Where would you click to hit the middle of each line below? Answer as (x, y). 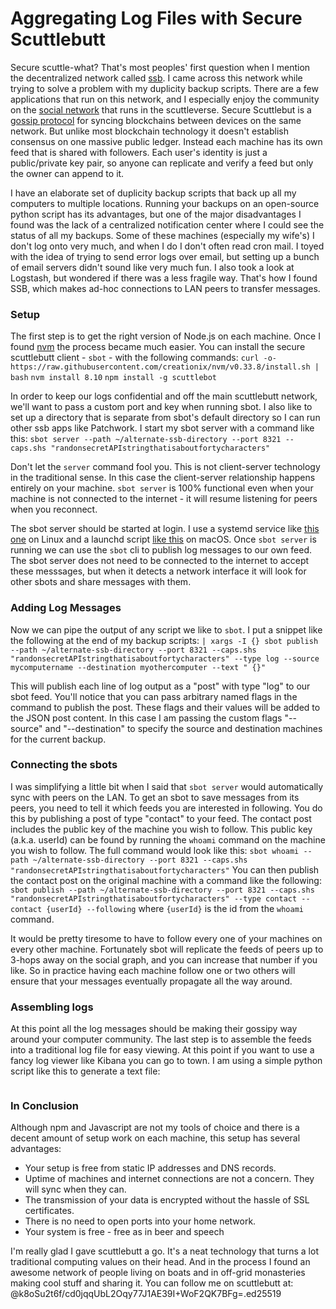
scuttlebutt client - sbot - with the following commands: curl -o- (143, 358)
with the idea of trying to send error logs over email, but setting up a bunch (165, 256)
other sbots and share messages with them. (101, 582)
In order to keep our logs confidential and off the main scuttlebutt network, (164, 396)
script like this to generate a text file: (85, 1071)
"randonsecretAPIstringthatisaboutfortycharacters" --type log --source (165, 658)
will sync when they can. (75, 1189)
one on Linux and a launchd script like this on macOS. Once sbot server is (163, 539)
